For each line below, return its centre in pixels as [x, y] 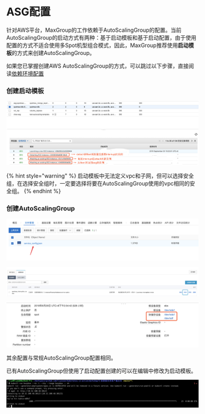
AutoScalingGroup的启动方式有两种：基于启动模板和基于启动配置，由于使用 [102, 37]
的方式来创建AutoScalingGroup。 [54, 53]
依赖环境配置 [28, 73]
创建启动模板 [25, 90]
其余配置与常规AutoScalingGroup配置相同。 [62, 358]
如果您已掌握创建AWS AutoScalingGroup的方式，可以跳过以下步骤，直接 [98, 66]
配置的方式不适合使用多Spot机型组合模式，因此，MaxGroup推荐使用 [92, 45]
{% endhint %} [42, 191]
